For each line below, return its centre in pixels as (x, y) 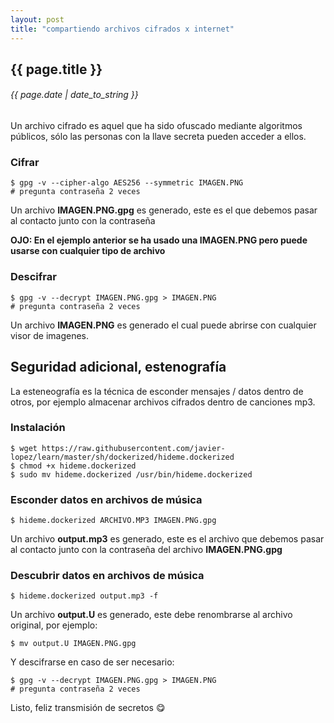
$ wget (24, 448)
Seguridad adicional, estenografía (118, 367)
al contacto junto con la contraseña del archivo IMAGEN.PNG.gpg (146, 550)
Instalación (38, 428)
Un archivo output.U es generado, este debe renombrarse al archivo (151, 615)
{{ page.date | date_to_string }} (74, 95)
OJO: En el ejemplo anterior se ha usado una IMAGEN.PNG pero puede (159, 240)
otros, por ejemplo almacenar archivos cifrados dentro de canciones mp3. (163, 402)
